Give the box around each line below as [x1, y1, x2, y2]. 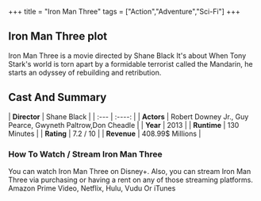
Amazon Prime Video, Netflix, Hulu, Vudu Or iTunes [8, 183, 176, 193]
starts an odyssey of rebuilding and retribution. [8, 68, 162, 77]
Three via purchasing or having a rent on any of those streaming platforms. [8, 175, 254, 184]
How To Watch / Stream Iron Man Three [8, 149, 163, 160]
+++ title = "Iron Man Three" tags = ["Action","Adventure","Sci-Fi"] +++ [8, 7, 240, 16]
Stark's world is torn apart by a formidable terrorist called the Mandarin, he [8, 59, 253, 68]
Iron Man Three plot [8, 29, 108, 43]
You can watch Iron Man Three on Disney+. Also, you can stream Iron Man [8, 166, 251, 176]
